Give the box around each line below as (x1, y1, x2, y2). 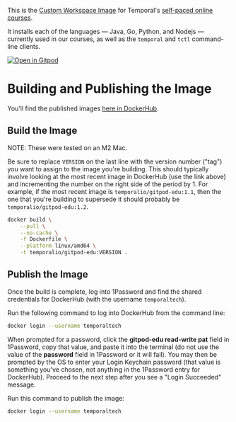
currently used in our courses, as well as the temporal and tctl (7, 35, 191, 43)
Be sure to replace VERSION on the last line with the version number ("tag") (7, 157, 223, 166)
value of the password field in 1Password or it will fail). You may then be (7, 350, 218, 358)
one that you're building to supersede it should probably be (7, 195, 180, 203)
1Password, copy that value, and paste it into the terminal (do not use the (7, 343, 220, 351)
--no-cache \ (20, 229, 59, 236)
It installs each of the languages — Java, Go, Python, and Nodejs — (7, 28, 204, 35)
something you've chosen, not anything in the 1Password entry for (7, 365, 200, 374)
